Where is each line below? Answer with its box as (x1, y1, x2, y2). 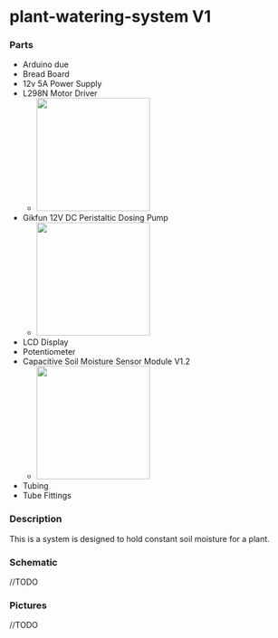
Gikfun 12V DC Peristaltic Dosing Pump (22, 213, 169, 224)
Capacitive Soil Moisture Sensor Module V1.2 (22, 356, 191, 367)
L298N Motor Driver (22, 88, 98, 99)
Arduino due (22, 59, 70, 70)
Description (9, 513, 62, 526)
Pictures (9, 599, 48, 612)
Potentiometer (22, 347, 76, 357)
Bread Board (22, 69, 70, 80)
